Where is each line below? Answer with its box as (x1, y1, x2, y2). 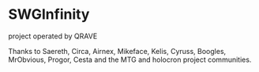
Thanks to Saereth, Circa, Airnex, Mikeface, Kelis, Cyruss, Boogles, (8, 46, 227, 56)
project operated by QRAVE (8, 31, 98, 41)
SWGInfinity (8, 5, 90, 23)
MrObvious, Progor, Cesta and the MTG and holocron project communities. (8, 55, 252, 64)
